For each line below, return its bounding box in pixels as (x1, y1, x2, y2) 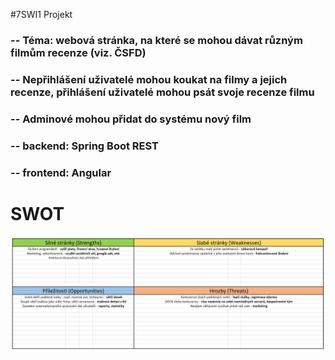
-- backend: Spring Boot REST (10, 139, 160, 153)
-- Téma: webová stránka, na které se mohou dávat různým (10, 33, 303, 47)
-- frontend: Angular (10, 165, 112, 179)
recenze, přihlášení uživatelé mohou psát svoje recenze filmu (10, 85, 315, 99)
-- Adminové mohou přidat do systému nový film (10, 112, 252, 126)
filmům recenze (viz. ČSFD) (10, 45, 147, 59)
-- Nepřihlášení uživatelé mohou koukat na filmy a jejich (10, 72, 288, 86)
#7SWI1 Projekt (10, 9, 73, 20)
